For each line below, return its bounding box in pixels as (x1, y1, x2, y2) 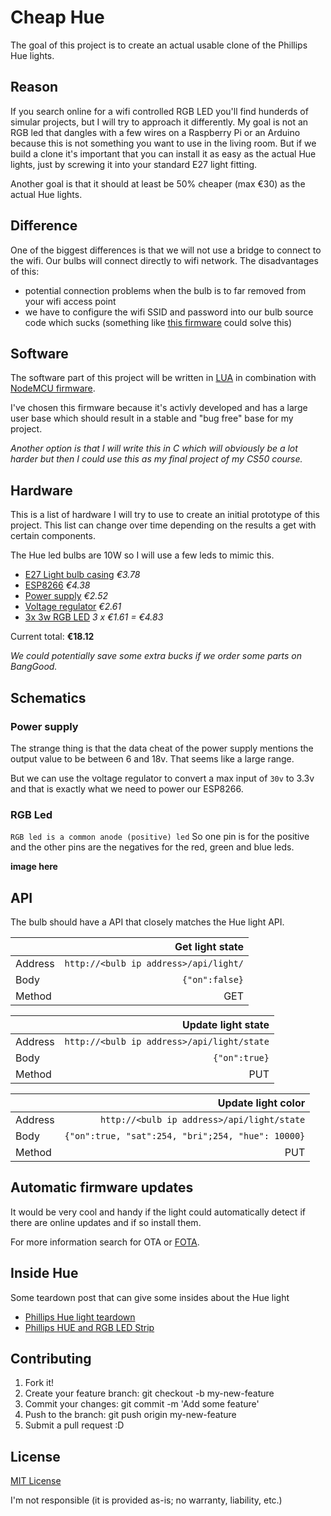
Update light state (181, 1017, 270, 1031)
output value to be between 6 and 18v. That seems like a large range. (10, 752, 295, 765)
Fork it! (24, 1377, 55, 1389)
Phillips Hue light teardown (24, 1311, 136, 1323)
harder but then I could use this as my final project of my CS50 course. (10, 453, 303, 465)
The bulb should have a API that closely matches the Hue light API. (10, 916, 285, 928)
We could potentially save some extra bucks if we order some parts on (10, 650, 303, 662)
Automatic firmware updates (10, 1179, 194, 1196)
